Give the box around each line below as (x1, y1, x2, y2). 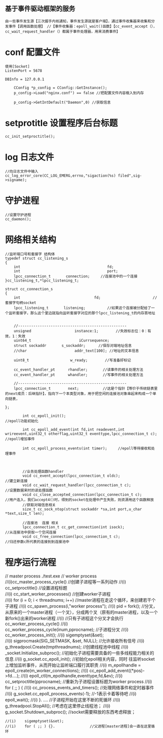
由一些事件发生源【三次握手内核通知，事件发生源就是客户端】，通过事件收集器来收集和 (5, 18, 151, 23)
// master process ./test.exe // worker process (5, 573, 97, 579)
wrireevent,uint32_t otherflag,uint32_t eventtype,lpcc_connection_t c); (5, 431, 158, 436)
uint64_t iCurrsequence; (14, 338, 110, 343)
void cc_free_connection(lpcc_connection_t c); (22, 534, 120, 539)
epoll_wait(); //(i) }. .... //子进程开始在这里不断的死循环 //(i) (5, 697, 120, 703)
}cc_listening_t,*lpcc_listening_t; (5, 278, 79, 283)
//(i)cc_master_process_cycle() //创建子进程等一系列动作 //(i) (5, 579, 126, 585)
